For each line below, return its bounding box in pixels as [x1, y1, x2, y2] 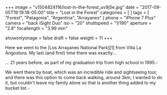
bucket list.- [5, 85, 30, 91]
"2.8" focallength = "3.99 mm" [5, 25, 68, 31]
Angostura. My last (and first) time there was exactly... [5, 50, 117, 56]
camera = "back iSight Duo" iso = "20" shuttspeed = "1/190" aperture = [5, 20, 152, 26]
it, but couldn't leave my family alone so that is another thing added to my [5, 80, 156, 86]
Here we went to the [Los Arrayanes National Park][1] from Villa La [5, 45, 142, 50]
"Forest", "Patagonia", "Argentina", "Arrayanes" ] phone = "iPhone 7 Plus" [5, 15, 156, 20]
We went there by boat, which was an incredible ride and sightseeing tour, [5, 69, 158, 75]
